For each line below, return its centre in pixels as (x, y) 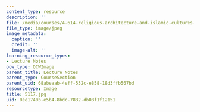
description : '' (26, 17)
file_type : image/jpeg (34, 28)
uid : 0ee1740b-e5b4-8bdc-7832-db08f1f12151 (61, 100)
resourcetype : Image (32, 89)
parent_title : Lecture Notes (42, 72)
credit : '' (25, 45)
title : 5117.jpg (26, 94)
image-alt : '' (29, 50)
